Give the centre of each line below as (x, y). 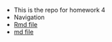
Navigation (29, 17)
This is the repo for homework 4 (59, 10)
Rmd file (26, 24)
